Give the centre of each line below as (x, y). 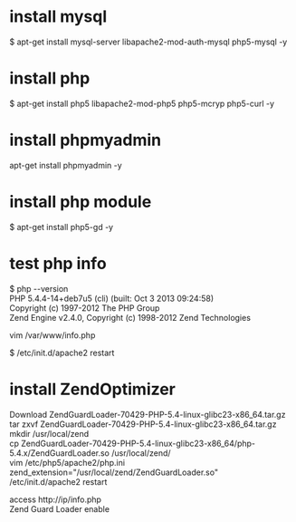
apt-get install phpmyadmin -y (66, 165)
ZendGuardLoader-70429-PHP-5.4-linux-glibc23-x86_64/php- (138, 443)
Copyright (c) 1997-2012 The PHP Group (85, 308)
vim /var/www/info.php (53, 335)
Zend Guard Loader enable (60, 508)
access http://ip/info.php (56, 499)
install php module (81, 202)
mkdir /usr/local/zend (49, 433)
